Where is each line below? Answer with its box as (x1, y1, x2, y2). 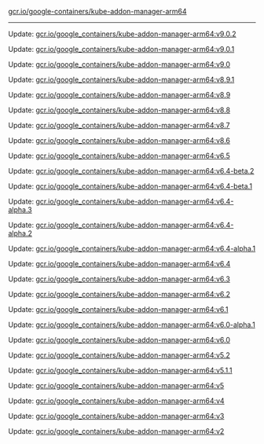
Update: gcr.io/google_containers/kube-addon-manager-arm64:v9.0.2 (8, 29, 237, 39)
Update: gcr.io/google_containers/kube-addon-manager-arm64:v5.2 (8, 350, 230, 360)
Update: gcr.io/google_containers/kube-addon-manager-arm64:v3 (8, 412, 225, 420)
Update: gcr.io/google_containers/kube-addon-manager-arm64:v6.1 (8, 305, 229, 314)
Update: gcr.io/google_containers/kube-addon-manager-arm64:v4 (8, 396, 225, 405)
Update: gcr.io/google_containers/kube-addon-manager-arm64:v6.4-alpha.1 (8, 244, 256, 253)
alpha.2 (8, 229, 33, 238)
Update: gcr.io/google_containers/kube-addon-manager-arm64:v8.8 (8, 105, 230, 115)
